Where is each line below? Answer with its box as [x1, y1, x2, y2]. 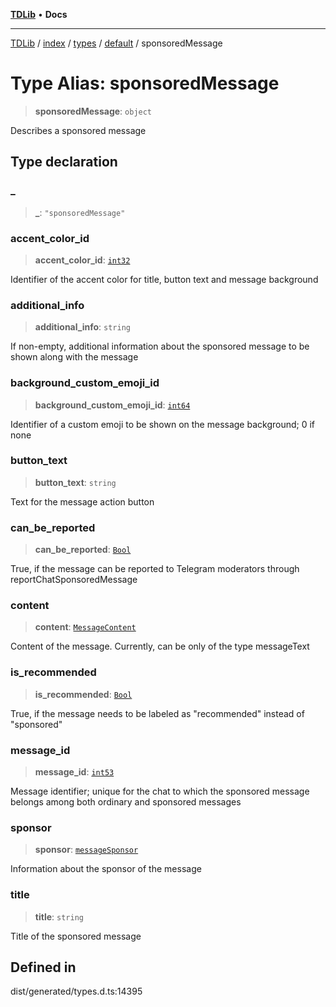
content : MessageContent [34, 621, 137, 633]
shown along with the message [10, 351, 139, 363]
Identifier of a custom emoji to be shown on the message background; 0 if [10, 418, 316, 430]
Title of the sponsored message [10, 930, 142, 942]
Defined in [10, 959, 77, 976]
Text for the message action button [10, 495, 155, 508]
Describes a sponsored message [10, 124, 147, 136]
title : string [34, 910, 84, 923]
